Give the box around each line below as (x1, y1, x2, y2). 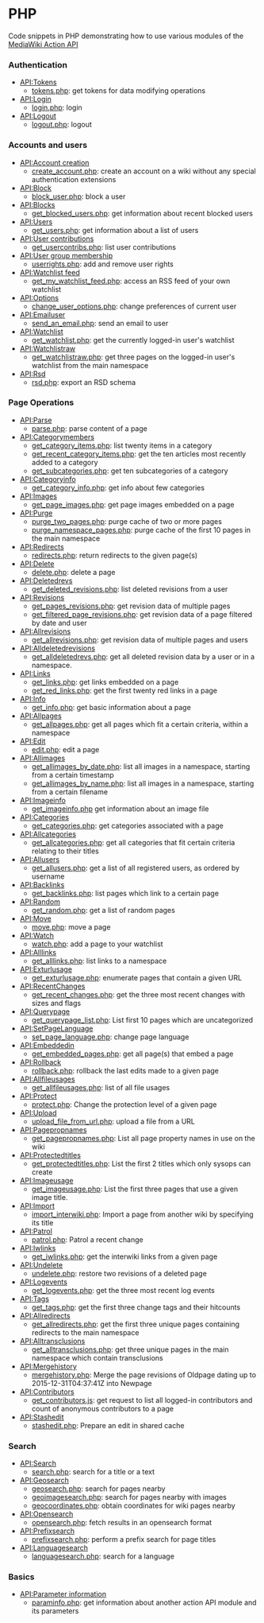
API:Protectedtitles (19, 1150, 82, 1159)
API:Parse (19, 415, 52, 425)
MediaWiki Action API (8, 39, 78, 49)
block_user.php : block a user (31, 192, 126, 201)
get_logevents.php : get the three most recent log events (31, 1285, 216, 1295)
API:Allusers (19, 854, 60, 864)
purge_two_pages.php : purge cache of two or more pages (31, 516, 222, 526)
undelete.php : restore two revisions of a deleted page (31, 1268, 208, 1278)
